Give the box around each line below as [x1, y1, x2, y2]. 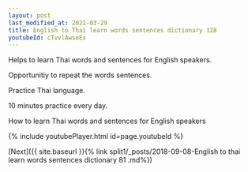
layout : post [8, 11, 51, 20]
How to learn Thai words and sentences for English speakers [8, 116, 207, 126]
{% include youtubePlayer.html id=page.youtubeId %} [8, 132, 184, 141]
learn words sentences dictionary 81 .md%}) [8, 155, 152, 165]
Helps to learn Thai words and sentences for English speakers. [8, 55, 212, 65]
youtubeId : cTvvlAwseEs [8, 33, 87, 42]
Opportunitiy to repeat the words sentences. [8, 70, 152, 80]
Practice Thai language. [8, 86, 85, 95]
